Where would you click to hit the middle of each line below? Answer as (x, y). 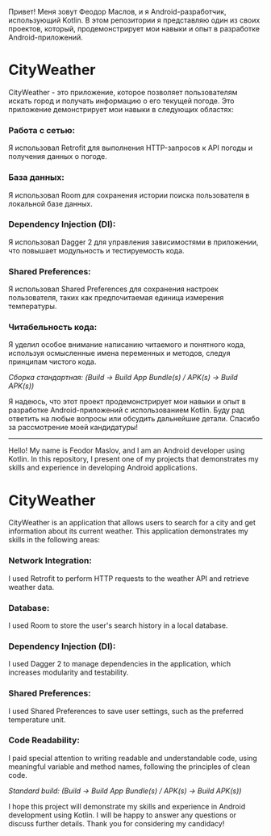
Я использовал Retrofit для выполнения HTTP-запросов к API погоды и (130, 148)
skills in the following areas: (54, 540)
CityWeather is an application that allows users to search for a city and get (132, 523)
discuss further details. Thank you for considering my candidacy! (117, 823)
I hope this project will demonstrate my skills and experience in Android (127, 806)
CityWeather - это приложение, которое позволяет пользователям (123, 92)
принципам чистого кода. (52, 362)
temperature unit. (37, 719)
